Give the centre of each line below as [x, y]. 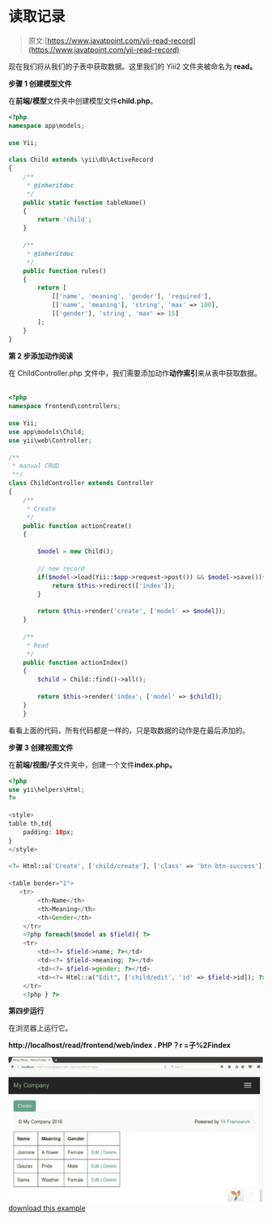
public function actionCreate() [77, 526]
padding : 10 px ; [49, 832]
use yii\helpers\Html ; [47, 789]
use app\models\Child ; [47, 432]
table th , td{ [30, 824]
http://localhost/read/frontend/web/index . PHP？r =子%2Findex [119, 1045]
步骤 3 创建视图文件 [41, 747]
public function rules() [65, 271]
